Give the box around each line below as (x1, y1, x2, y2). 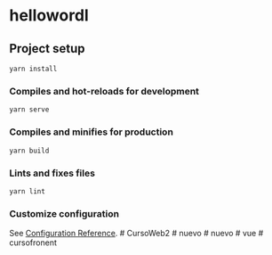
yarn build (9, 146, 50, 155)
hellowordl (9, 5, 89, 26)
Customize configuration (9, 207, 120, 219)
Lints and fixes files (9, 167, 96, 179)
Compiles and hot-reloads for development (9, 85, 200, 97)
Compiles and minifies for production (9, 126, 173, 138)
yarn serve (9, 105, 50, 114)
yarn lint (9, 186, 46, 196)
